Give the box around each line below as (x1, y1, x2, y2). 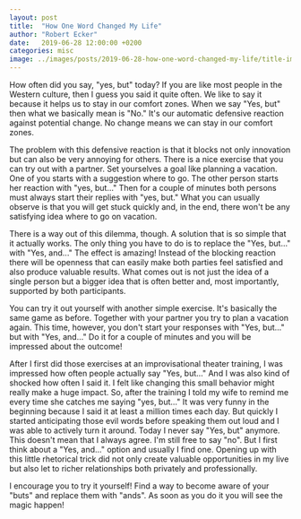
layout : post (9, 13, 58, 22)
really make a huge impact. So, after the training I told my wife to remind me (9, 387, 289, 397)
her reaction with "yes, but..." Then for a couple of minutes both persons (9, 183, 277, 193)
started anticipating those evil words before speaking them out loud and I (9, 416, 279, 426)
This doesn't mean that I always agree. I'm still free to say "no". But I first (9, 435, 278, 445)
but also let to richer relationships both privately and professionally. (9, 463, 258, 473)
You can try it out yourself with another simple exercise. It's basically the (9, 303, 278, 314)
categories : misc (9, 47, 74, 56)
